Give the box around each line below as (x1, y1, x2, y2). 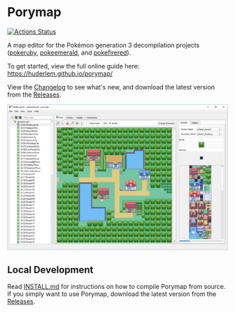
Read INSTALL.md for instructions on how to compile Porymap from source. (7, 282, 226, 290)
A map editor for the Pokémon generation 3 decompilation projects (7, 41, 200, 49)
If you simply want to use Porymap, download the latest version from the (7, 290, 217, 298)
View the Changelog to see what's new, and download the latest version (7, 83, 215, 91)
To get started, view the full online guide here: (7, 62, 140, 70)
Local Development (7, 264, 94, 276)
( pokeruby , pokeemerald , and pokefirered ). (7, 48, 131, 57)
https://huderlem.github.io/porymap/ (7, 69, 113, 78)
